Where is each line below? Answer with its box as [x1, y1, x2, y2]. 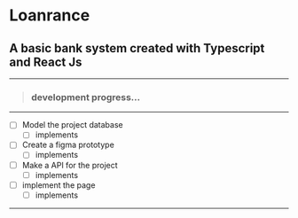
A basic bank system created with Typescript [9, 41, 265, 56]
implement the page [21, 179, 96, 191]
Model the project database [21, 120, 123, 130]
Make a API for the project [21, 160, 118, 170]
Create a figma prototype [21, 139, 115, 151]
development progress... [30, 90, 140, 103]
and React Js [9, 54, 82, 69]
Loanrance [9, 5, 90, 26]
